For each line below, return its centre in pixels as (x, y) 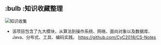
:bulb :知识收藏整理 (34, 9)
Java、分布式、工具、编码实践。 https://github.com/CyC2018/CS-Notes (84, 37)
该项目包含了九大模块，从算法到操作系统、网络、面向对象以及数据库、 (82, 31)
